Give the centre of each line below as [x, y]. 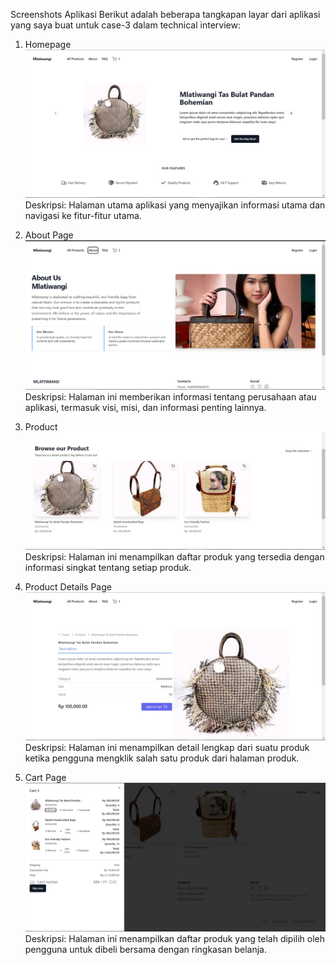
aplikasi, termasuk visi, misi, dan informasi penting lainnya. [145, 407]
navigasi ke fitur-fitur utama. [83, 216]
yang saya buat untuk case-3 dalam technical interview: [125, 25]
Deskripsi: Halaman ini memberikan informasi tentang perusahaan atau [170, 396]
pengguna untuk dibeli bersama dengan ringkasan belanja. [145, 950]
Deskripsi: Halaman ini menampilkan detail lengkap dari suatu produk [167, 747]
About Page [49, 235]
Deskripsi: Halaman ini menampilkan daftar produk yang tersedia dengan [174, 556]
